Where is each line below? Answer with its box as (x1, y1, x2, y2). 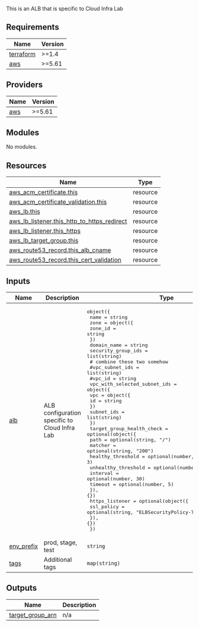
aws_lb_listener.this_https (9, 227, 81, 235)
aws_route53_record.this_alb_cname (9, 246, 111, 254)
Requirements (6, 22, 59, 32)
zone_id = (89, 325, 117, 332)
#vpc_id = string (89, 376, 137, 382)
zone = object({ (89, 320, 134, 326)
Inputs (6, 276, 31, 286)
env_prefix (9, 542, 38, 550)
